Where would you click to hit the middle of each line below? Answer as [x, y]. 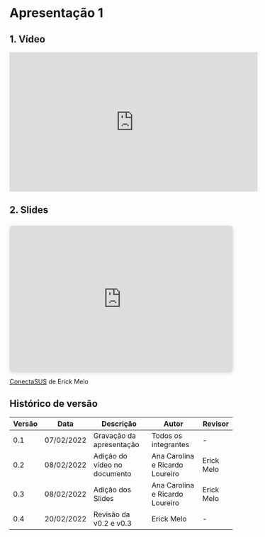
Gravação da [115, 435]
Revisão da [112, 514]
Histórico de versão [53, 404]
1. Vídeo [28, 39]
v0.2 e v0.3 [112, 523]
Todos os [167, 435]
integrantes [170, 444]
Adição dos [112, 490]
